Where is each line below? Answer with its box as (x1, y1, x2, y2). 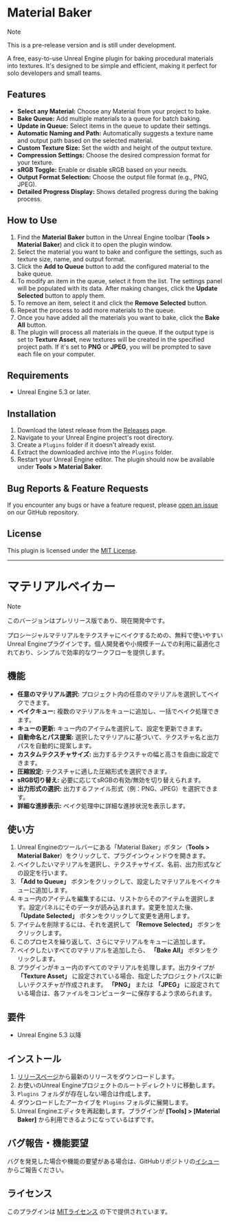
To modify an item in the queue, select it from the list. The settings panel (16, 276, 223, 285)
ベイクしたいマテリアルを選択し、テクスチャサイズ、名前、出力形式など (16, 860, 222, 869)
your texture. (16, 158, 54, 166)
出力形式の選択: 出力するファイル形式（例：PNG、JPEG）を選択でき (16, 784, 212, 792)
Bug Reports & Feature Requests (7, 483, 149, 494)
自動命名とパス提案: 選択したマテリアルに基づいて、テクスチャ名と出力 (16, 732, 219, 741)
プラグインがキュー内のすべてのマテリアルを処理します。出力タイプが (16, 963, 215, 972)
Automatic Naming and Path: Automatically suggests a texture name (16, 129, 213, 137)
